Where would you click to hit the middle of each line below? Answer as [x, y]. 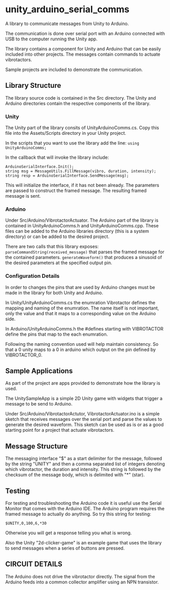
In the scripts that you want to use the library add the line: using [72, 143]
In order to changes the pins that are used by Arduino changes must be [80, 287]
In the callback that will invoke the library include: [57, 157]
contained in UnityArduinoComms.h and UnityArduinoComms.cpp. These [82, 226]
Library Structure [33, 86]
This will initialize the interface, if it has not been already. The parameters [82, 185]
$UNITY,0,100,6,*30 [26, 524]
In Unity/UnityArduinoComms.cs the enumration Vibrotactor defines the [80, 302]
